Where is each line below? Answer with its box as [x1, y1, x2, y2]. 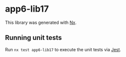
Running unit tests [5, 34, 62, 42]
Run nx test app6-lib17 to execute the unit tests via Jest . [5, 46, 121, 52]
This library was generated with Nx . [5, 19, 77, 25]
